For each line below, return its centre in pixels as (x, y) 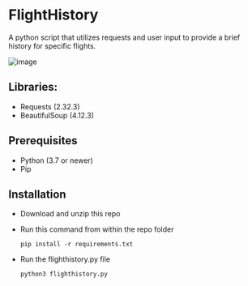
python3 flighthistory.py (64, 274)
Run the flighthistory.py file (65, 259)
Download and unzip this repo (70, 214)
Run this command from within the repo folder (97, 229)
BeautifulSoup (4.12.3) (57, 115)
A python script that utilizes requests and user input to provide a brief (124, 37)
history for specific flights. (52, 45)
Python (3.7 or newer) (56, 160)
